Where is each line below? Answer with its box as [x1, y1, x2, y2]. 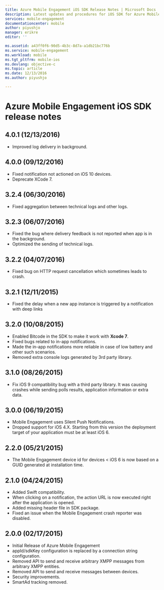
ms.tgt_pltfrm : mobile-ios [5, 57, 60, 62]
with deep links [12, 306, 43, 312]
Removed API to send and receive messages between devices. [12, 568, 139, 574]
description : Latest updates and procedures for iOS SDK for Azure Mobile [5, 12, 161, 17]
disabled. [12, 515, 31, 521]
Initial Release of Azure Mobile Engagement [12, 542, 100, 548]
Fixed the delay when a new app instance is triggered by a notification [12, 300, 154, 307]
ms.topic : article [5, 66, 42, 71]
